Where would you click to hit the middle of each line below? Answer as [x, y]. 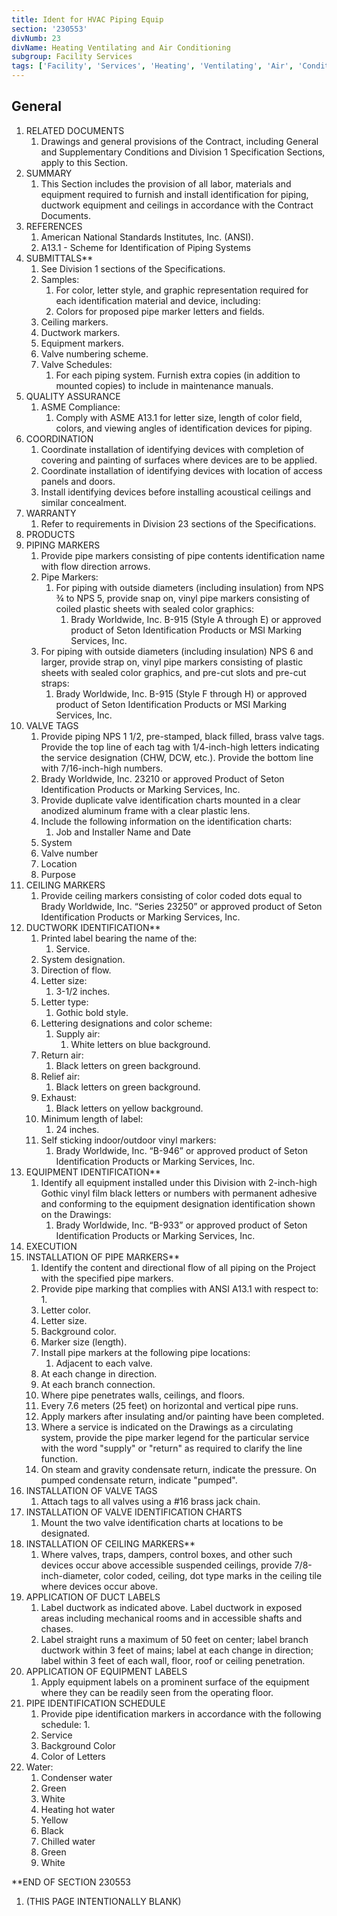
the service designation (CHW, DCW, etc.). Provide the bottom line [177, 757]
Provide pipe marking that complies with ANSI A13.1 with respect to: [179, 1288]
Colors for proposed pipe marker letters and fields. [160, 311]
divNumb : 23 [36, 38]
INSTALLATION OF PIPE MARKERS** [102, 1257]
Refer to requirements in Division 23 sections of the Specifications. [178, 523]
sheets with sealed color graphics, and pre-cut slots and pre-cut [173, 672]
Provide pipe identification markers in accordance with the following [181, 1713]
